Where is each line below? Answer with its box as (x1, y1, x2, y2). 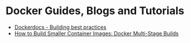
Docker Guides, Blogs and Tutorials (5, 4, 185, 18)
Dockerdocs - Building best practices (14, 24, 107, 31)
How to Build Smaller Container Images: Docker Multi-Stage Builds (14, 29, 179, 37)
